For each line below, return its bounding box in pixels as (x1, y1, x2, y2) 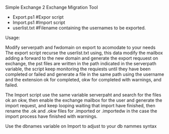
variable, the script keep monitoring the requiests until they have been (5, 66, 151, 72)
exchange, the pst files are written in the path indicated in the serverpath (5, 61, 156, 66)
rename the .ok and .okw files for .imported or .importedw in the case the (5, 108, 157, 114)
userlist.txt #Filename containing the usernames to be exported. (12, 25, 146, 31)
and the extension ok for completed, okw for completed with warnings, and (5, 77, 161, 82)
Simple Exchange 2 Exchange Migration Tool (5, 5, 98, 10)
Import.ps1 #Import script (12, 20, 66, 25)
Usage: (5, 35, 20, 40)
